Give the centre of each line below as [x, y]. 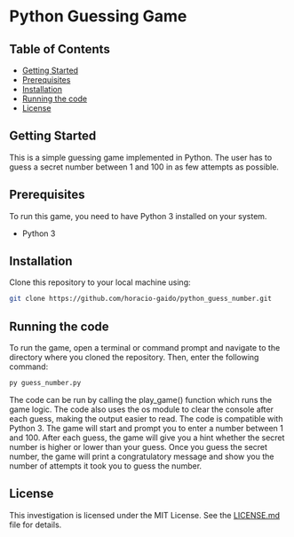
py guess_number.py [45, 383]
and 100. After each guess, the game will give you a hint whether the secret [147, 438]
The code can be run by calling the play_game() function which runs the [141, 400]
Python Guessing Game [98, 16]
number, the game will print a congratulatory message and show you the [142, 456]
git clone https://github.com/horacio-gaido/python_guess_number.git [141, 299]
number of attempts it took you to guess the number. [106, 466]
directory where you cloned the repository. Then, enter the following [134, 358]
